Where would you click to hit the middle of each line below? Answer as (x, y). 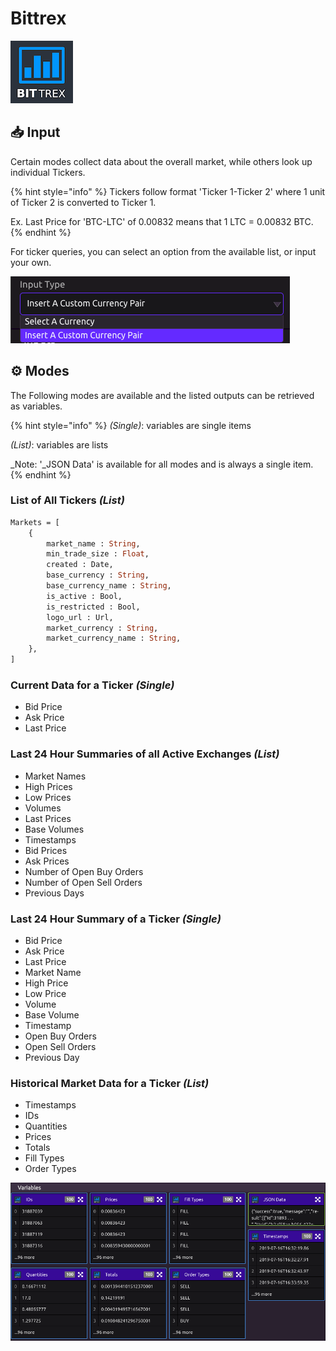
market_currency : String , (102, 628)
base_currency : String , (98, 575)
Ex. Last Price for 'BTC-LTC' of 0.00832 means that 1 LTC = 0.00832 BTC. (162, 221)
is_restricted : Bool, (93, 607)
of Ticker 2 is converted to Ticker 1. (83, 202)
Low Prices (48, 797)
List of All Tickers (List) (67, 500)
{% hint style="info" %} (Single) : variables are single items (131, 425)
